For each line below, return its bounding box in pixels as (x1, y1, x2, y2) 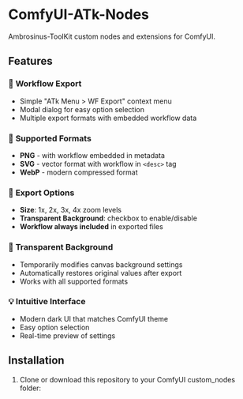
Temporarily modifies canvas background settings (19, 259, 183, 269)
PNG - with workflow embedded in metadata (19, 150, 166, 160)
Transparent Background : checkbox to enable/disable (19, 213, 197, 223)
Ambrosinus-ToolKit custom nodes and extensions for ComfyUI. (8, 32, 215, 41)
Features (8, 55, 53, 68)
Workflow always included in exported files (19, 222, 163, 231)
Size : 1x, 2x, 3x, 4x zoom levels (19, 205, 122, 215)
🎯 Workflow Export (8, 78, 82, 89)
